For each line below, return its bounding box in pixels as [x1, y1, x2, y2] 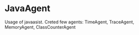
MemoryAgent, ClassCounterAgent [4, 24, 76, 30]
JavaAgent [4, 3, 50, 14]
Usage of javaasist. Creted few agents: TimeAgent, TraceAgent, [4, 19, 135, 25]
